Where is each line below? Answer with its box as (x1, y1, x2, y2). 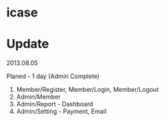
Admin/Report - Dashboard (16, 100, 93, 108)
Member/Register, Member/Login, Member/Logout (16, 86, 159, 94)
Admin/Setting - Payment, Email (16, 108, 107, 116)
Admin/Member (16, 93, 61, 101)
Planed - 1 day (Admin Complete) (6, 72, 100, 80)
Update (6, 36, 49, 52)
